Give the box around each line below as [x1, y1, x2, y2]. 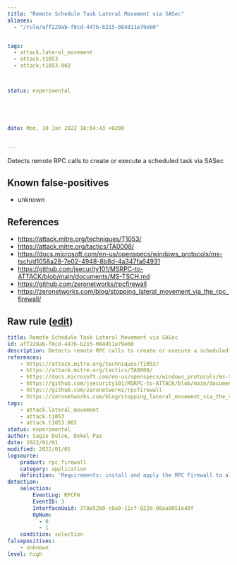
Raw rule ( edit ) [7, 315, 73, 327]
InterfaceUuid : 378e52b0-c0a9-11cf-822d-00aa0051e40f [32, 504, 194, 512]
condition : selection [20, 531, 83, 538]
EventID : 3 [32, 498, 65, 505]
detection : [7, 478, 39, 486]
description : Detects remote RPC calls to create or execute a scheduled [7, 347, 229, 354]
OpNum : [32, 511, 52, 518]
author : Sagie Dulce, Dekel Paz [7, 432, 102, 440]
